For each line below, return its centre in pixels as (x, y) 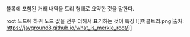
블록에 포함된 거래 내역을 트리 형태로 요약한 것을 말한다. (70, 9)
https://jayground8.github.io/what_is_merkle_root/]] (69, 28)
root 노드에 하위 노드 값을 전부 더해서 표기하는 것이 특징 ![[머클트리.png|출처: (95, 21)
